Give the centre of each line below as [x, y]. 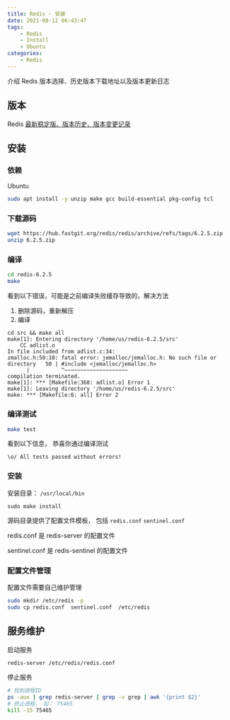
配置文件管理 [29, 571]
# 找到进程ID [24, 691]
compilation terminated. [44, 377]
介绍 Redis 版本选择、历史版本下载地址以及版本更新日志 [88, 81]
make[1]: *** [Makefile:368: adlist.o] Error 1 [79, 383]
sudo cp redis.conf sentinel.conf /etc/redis [79, 607]
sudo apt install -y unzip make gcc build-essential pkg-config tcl [110, 199]
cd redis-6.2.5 [30, 275]
